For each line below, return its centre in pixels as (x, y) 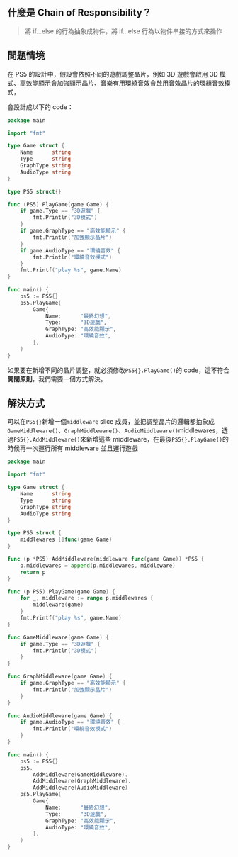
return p (33, 572)
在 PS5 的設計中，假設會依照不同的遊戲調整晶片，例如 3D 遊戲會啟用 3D (113, 74)
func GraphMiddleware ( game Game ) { (60, 677)
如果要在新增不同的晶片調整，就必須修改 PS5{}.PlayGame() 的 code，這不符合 (119, 370)
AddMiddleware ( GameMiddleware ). (81, 775)
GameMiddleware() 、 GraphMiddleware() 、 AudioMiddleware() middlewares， (114, 430)
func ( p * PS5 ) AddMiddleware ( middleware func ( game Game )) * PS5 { (106, 559)
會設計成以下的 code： (41, 107)
